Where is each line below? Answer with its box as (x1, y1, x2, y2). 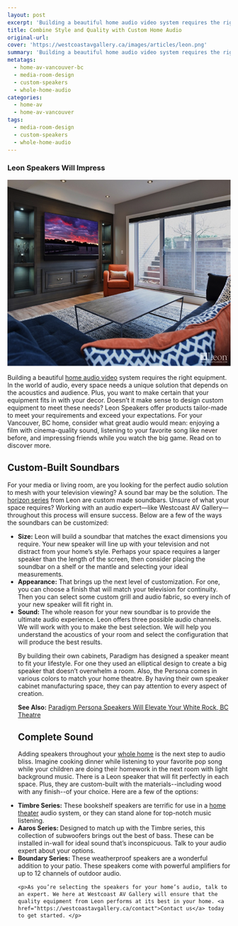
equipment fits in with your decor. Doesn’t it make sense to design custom (7, 396, 224, 404)
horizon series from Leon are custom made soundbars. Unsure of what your (7, 496, 229, 504)
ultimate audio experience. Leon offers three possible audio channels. (17, 615, 222, 623)
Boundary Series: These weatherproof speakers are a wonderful (17, 854, 208, 863)
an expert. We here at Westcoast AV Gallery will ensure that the (17, 891, 218, 898)
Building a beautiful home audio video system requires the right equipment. (7, 373, 227, 381)
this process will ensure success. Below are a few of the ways (41, 511, 222, 519)
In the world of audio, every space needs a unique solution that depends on (7, 381, 228, 389)
